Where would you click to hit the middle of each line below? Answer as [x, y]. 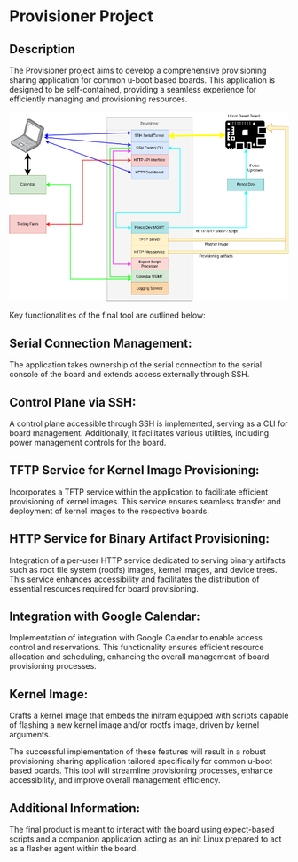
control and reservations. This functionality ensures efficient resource [137, 648]
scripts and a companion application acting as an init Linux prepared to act [145, 839]
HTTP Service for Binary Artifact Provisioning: [140, 539]
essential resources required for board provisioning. [104, 588]
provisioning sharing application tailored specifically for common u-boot [141, 761]
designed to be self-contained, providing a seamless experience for [133, 89]
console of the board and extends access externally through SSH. [129, 375]
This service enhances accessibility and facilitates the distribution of [134, 579]
